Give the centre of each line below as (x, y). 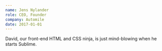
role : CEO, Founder (26, 15)
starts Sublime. (21, 44)
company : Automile (25, 19)
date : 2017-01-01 (24, 24)
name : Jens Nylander (27, 10)
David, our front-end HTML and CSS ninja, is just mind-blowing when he (81, 39)
